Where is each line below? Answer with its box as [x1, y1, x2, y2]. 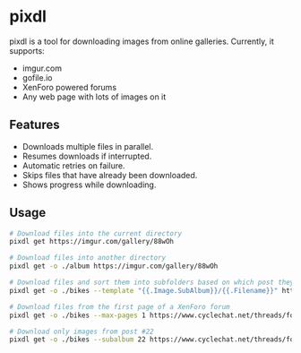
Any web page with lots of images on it [21, 91, 167, 102]
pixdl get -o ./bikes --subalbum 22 [9, 335, 146, 344]
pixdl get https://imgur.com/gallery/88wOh [9, 237, 175, 246]
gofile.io [21, 72, 53, 82]
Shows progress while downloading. [21, 179, 157, 190]
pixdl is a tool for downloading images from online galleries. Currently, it [9, 36, 275, 47]
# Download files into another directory [9, 254, 167, 263]
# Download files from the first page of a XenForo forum [9, 302, 230, 311]
